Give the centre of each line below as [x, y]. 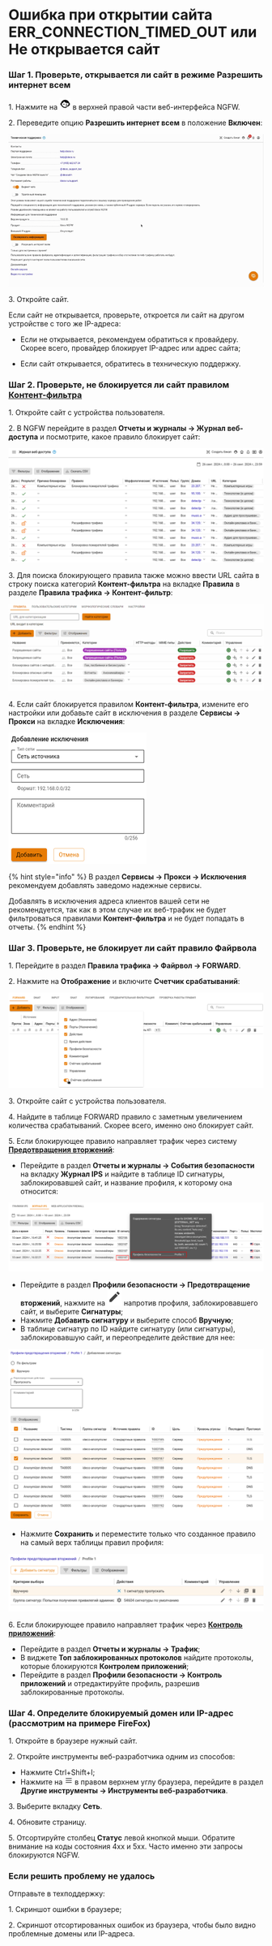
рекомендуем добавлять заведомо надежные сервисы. [105, 885]
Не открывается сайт [84, 50]
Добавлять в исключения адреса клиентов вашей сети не [109, 901]
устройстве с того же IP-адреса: [65, 323]
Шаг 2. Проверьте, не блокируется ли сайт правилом [119, 385]
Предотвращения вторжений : [62, 1150]
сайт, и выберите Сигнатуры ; [72, 1311]
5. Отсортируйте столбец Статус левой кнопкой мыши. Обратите [122, 1838]
